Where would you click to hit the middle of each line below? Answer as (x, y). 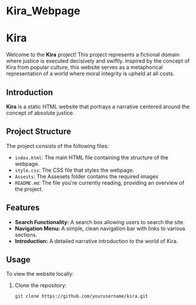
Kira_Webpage (43, 11)
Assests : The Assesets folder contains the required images (86, 176)
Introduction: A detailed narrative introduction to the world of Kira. (96, 241)
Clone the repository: (41, 285)
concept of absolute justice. (40, 113)
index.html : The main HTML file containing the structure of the (91, 157)
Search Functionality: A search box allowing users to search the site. (100, 222)
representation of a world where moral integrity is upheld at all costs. (91, 74)
